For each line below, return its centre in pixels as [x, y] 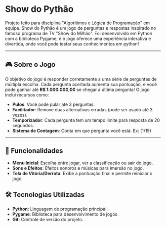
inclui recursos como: [27, 94]
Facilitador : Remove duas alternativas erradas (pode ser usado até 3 [83, 109]
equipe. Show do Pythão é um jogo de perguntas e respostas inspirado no [81, 28]
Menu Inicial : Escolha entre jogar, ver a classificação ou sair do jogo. [83, 163]
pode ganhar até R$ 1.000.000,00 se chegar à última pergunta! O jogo [77, 90]
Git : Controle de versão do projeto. [48, 220]
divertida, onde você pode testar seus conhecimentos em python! [72, 44]
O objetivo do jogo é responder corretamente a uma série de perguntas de [81, 79]
